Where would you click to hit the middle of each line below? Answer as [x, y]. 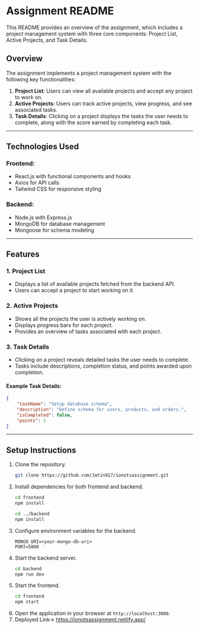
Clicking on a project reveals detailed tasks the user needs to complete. [102, 360]
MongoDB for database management [60, 223]
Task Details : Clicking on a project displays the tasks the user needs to [101, 116]
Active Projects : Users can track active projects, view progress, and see [103, 103]
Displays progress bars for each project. [64, 325]
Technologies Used [42, 147]
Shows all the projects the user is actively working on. [81, 318]
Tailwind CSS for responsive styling [58, 189]
